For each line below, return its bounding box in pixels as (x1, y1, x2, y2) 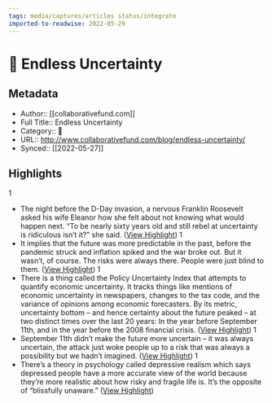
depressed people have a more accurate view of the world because (20, 368, 248, 379)
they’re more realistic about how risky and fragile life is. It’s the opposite (20, 377, 262, 387)
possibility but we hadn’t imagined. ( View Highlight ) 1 (20, 351, 198, 361)
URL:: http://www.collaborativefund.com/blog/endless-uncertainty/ (20, 134, 246, 144)
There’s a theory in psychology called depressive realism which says (20, 360, 251, 370)
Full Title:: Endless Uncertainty (20, 117, 123, 127)
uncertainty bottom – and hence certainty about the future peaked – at (20, 308, 257, 318)
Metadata (8, 87, 59, 101)
